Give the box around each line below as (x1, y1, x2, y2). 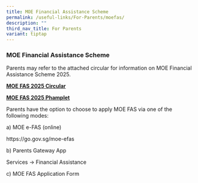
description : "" (6, 20, 47, 26)
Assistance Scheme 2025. (6, 71, 71, 78)
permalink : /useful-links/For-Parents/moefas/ (6, 14, 125, 20)
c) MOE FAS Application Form (6, 170, 80, 178)
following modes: (6, 112, 49, 119)
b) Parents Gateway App (6, 147, 67, 154)
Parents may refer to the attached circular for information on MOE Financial (6, 64, 192, 72)
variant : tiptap (6, 31, 47, 37)
